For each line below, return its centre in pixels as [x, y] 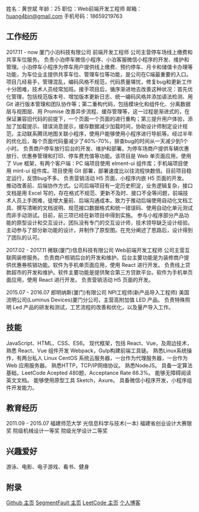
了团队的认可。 [24, 237]
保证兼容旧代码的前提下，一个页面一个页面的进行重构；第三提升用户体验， [97, 119]
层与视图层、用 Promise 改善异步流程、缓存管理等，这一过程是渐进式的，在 [98, 111]
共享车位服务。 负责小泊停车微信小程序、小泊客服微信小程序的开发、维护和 [98, 59]
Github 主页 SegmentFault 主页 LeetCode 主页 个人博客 [73, 503]
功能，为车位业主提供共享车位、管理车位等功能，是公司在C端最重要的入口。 [99, 74]
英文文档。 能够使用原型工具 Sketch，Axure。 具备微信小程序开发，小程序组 [99, 380]
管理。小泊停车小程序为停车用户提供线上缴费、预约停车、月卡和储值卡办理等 [99, 66]
